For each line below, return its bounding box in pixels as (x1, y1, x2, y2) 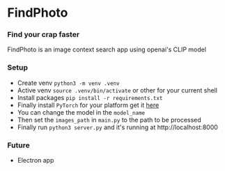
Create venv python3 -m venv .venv (17, 79, 120, 87)
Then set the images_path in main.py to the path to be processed (17, 115, 202, 124)
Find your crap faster (7, 30, 80, 40)
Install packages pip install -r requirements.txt (17, 93, 163, 101)
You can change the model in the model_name (17, 108, 145, 116)
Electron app (17, 156, 54, 165)
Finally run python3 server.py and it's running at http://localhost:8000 (17, 123, 218, 131)
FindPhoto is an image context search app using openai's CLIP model (7, 45, 207, 54)
